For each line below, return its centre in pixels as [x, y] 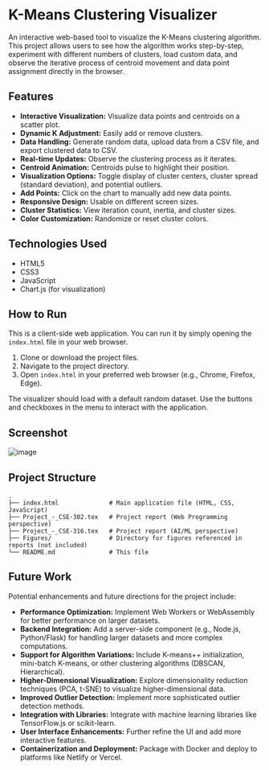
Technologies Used [57, 244]
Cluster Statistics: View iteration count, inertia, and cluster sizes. [128, 210]
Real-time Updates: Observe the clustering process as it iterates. [128, 159]
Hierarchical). [43, 671]
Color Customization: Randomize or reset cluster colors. [114, 218]
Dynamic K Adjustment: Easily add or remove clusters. [111, 133]
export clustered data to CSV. [69, 150]
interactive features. [53, 740]
